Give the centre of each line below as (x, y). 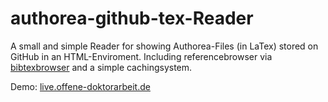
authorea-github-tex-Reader (132, 18)
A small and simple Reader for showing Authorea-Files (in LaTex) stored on (164, 46)
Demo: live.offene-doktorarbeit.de (80, 86)
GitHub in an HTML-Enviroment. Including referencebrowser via (141, 56)
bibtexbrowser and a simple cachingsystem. (101, 67)
